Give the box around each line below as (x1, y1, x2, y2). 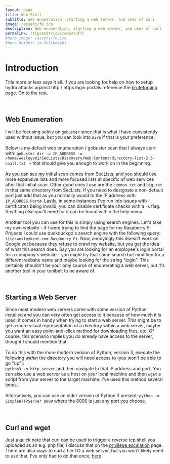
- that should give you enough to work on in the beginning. (29, 160, 152, 166)
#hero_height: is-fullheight (5, 41, 67, 46)
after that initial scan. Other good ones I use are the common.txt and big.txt (5, 181, 163, 187)
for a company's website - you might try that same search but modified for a (5, 251, 164, 257)
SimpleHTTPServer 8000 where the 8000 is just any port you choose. (5, 398, 147, 404)
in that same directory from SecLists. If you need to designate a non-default (5, 187, 163, 193)
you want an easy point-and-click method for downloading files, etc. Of (5, 328, 154, 334)
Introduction (5, 62, 59, 73)
